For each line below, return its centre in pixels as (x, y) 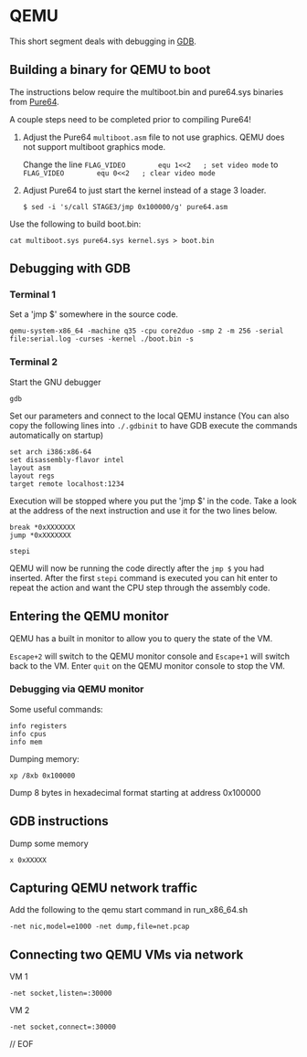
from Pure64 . (34, 101)
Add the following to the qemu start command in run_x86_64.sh (129, 910)
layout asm (30, 468)
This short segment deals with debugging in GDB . (103, 41)
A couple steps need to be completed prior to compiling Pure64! (130, 119)
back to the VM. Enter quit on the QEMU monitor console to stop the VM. (148, 666)
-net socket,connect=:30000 (63, 1027)
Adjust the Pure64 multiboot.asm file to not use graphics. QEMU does (153, 137)
